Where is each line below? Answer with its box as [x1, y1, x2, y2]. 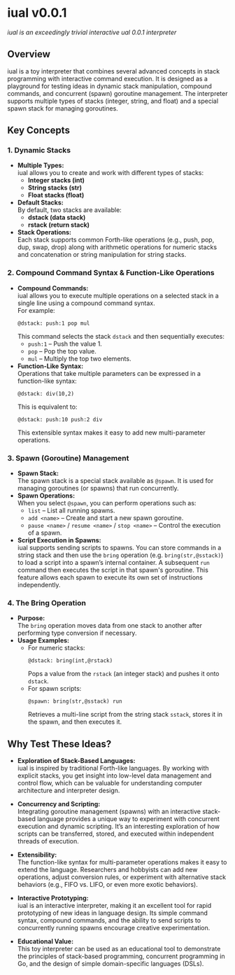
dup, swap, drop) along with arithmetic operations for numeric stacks [17, 243, 218, 251]
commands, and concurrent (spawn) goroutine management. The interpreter [7, 89, 228, 97]
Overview [7, 48, 51, 60]
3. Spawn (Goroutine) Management [7, 453, 129, 463]
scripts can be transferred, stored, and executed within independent [17, 829, 215, 838]
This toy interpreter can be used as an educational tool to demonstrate [17, 945, 221, 953]
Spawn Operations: [17, 491, 76, 500]
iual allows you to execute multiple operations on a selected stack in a [17, 291, 219, 300]
